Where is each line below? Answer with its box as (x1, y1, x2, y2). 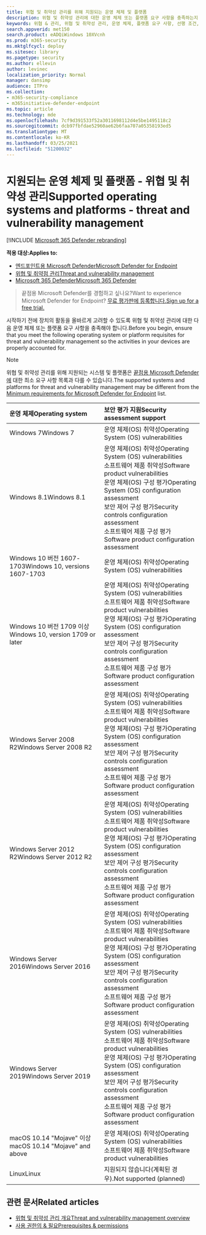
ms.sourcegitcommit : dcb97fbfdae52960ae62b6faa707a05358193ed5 (6, 123, 172, 129)
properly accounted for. (6, 344, 66, 352)
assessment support (104, 414, 166, 422)
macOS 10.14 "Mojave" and (9, 1142, 91, 1150)
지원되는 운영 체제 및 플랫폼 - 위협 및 (6, 174, 178, 188)
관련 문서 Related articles (6, 1197, 99, 1207)
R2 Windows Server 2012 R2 (9, 852, 93, 861)
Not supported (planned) (113, 1174, 186, 1183)
